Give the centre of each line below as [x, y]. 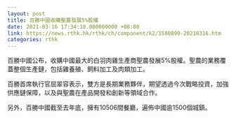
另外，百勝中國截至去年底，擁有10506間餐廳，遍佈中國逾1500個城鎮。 [110, 108]
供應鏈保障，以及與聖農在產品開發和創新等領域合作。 [84, 93]
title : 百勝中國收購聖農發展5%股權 [53, 20]
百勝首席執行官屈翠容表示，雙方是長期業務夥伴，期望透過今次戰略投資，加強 [118, 84]
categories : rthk [33, 40]
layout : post [26, 14]
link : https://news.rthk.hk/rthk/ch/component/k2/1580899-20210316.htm [114, 33]
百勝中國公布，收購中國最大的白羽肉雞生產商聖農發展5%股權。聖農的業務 [114, 61]
